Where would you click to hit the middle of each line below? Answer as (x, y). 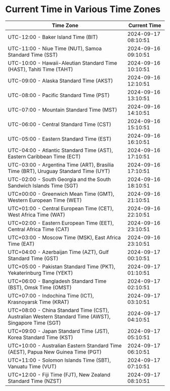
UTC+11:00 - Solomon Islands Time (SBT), (59, 360)
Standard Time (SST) (33, 55)
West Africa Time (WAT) (37, 214)
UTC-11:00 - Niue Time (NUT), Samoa (55, 48)
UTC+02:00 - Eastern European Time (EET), (61, 223)
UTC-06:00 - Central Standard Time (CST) (59, 124)
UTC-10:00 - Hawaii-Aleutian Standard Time (62, 63)
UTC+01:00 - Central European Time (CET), (61, 208)
